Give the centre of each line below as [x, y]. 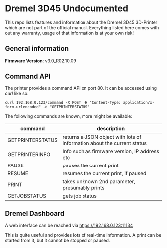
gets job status [80, 196]
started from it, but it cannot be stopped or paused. [58, 240]
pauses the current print [91, 165]
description [111, 128]
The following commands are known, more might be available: [69, 116]
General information [37, 48]
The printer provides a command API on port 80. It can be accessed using [81, 88]
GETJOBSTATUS [27, 196]
